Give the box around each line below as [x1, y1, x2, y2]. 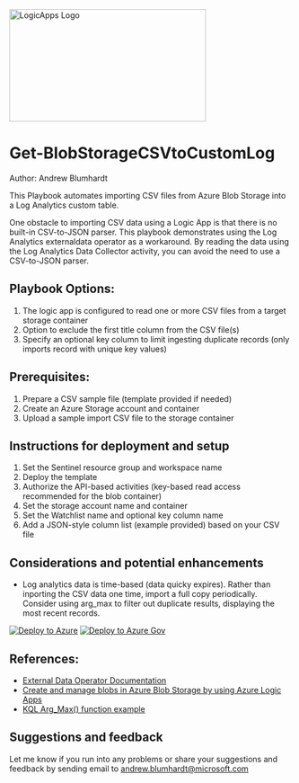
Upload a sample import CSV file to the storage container [22, 413, 234, 423]
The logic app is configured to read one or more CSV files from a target [22, 305, 286, 316]
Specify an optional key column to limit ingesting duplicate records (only [22, 334, 290, 344]
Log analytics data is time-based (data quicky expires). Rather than [22, 579, 271, 590]
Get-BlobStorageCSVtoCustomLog [9, 143, 276, 164]
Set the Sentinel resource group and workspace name [22, 462, 223, 473]
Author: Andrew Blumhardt [9, 173, 108, 183]
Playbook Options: [9, 281, 115, 297]
